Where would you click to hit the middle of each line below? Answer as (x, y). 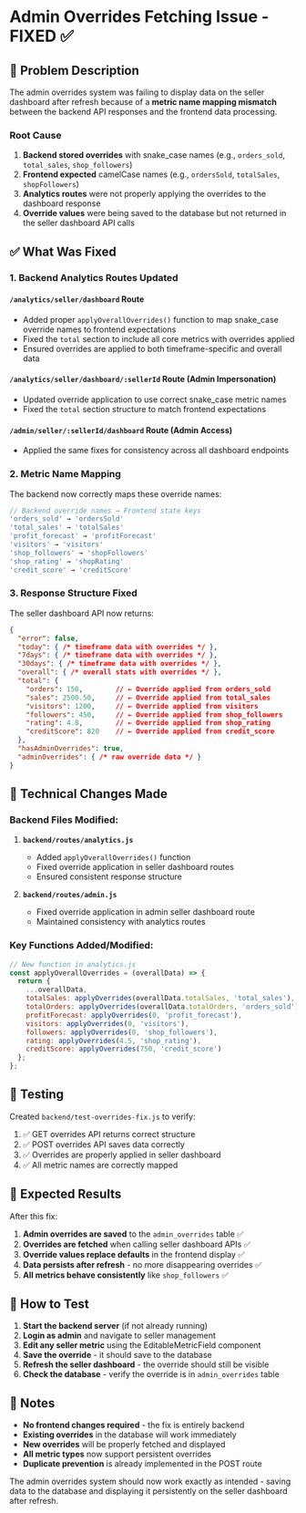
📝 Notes (32, 1403)
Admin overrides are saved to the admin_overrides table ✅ (133, 1234)
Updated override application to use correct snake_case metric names (154, 399)
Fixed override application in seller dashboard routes (135, 867)
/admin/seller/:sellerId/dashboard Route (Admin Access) (121, 430)
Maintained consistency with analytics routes (121, 922)
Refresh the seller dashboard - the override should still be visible (146, 1364)
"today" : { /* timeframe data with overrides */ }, (118, 647)
